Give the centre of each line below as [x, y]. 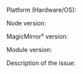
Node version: [26, 23]
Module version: [29, 50]
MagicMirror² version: [37, 36]
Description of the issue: [41, 63]
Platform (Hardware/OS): [41, 10]
